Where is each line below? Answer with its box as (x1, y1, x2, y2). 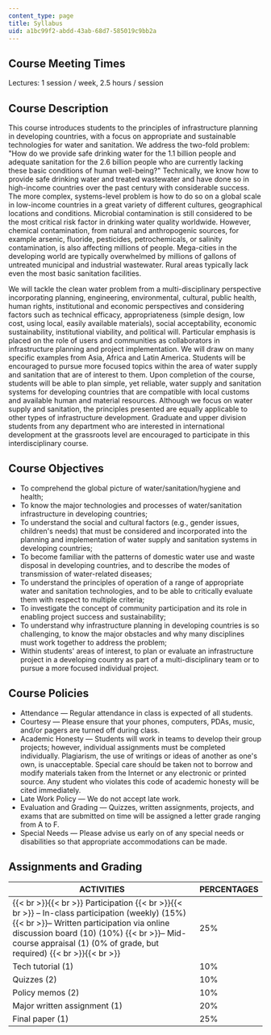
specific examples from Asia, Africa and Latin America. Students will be (8, 353, 246, 362)
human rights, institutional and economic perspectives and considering (8, 302, 244, 311)
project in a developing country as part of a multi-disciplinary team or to (19, 654, 260, 664)
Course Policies (8, 687, 90, 700)
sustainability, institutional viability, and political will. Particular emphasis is (8, 328, 256, 336)
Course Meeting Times (8, 56, 126, 70)
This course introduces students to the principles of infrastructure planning (8, 123, 258, 132)
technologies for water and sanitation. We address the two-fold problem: (8, 140, 250, 149)
